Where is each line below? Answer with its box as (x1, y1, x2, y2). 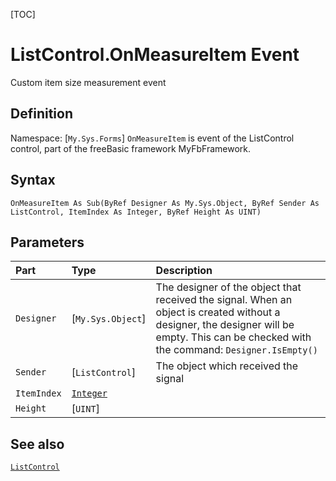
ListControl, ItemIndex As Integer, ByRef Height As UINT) (10, 207, 262, 217)
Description (155, 264, 213, 278)
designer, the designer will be (155, 318, 295, 332)
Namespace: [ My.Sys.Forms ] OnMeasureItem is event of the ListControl (10, 132, 295, 144)
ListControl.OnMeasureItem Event (10, 44, 300, 66)
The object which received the (155, 359, 299, 373)
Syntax (10, 172, 56, 189)
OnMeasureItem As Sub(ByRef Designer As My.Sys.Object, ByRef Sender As (10, 198, 320, 208)
